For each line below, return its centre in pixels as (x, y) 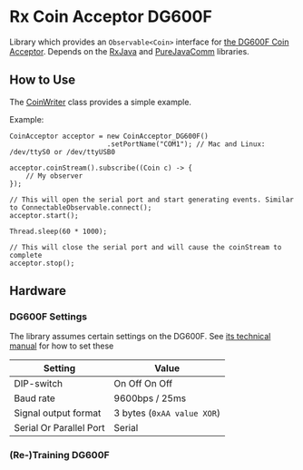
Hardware (38, 291)
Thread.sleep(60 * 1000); (58, 231)
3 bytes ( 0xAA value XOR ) (167, 413)
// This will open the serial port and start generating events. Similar (152, 200)
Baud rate (35, 398)
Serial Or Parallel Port (60, 428)
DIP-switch (39, 384)
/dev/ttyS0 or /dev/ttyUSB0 (63, 152)
